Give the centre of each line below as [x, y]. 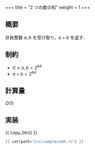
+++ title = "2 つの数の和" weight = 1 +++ [48, 7]
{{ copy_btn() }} [21, 132]
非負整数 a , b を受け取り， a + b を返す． [46, 37]
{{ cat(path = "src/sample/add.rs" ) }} [44, 142]
